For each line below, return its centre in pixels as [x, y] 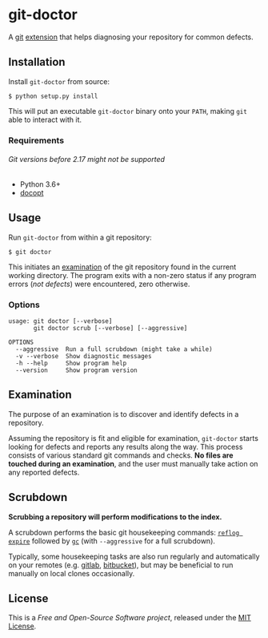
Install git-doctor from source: [59, 81]
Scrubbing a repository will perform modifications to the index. [115, 517]
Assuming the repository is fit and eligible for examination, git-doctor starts [133, 438]
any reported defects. [44, 472]
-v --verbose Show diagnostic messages [84, 356]
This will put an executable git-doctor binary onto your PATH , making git [128, 111]
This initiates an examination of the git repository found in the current [122, 267]
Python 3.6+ [40, 184]
